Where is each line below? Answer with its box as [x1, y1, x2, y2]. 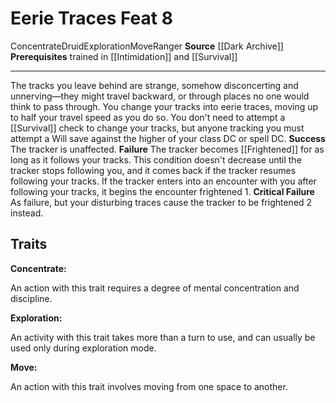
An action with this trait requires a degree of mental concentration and [10, 282, 300, 294]
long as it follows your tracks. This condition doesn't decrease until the [10, 153, 302, 166]
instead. [10, 207, 44, 219]
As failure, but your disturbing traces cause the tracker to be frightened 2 [10, 196, 313, 208]
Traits [10, 236, 48, 253]
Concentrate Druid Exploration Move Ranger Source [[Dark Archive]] [10, 40, 284, 52]
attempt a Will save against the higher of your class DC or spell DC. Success [10, 132, 326, 144]
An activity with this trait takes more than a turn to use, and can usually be [10, 331, 316, 343]
